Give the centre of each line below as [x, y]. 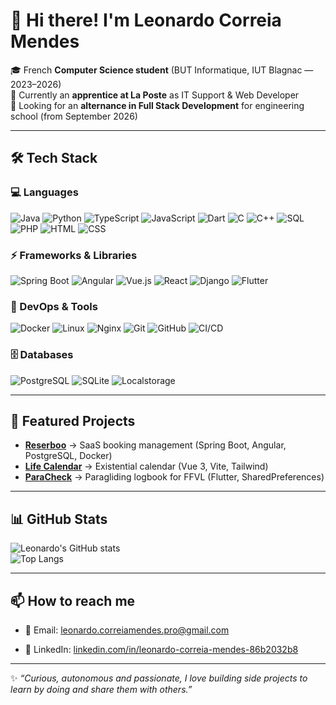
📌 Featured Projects [73, 420]
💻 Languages [44, 192]
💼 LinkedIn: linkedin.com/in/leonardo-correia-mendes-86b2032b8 [161, 649]
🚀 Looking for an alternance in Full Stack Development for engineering [157, 105]
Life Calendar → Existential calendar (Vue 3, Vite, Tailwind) [146, 466]
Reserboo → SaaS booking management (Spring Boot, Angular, [155, 445]
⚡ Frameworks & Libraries [74, 255]
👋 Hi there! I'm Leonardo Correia [146, 20]
